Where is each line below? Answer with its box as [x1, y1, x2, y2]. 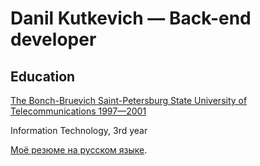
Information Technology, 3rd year [10, 125, 148, 136]
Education [10, 68, 76, 85]
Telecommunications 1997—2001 [10, 105, 147, 117]
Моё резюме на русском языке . [10, 144, 148, 156]
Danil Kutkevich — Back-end [10, 7, 252, 30]
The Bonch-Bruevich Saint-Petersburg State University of [10, 95, 248, 106]
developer [10, 28, 97, 51]
